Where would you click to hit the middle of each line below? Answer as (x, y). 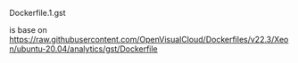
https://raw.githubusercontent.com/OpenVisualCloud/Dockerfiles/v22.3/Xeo (149, 39)
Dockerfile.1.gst (37, 13)
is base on (28, 30)
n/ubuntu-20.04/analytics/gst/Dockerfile (83, 49)
